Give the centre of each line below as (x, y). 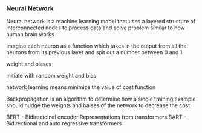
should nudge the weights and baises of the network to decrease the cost (98, 105)
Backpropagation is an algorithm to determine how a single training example (101, 99)
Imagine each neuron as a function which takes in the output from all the (96, 46)
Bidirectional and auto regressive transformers (64, 123)
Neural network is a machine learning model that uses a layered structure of (101, 22)
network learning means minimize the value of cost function (81, 87)
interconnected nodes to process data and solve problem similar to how (96, 28)
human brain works (30, 34)
